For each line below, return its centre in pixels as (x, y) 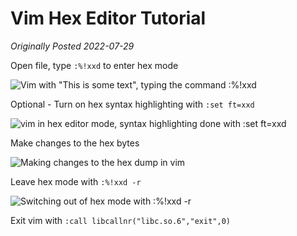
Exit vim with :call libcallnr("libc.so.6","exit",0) (120, 220)
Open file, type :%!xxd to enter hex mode (94, 65)
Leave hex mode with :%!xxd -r (76, 181)
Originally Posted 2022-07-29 (72, 46)
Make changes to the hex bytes (75, 143)
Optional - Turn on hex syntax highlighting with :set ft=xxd (132, 104)
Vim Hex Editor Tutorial (108, 18)
